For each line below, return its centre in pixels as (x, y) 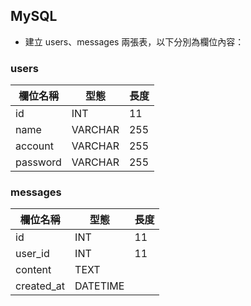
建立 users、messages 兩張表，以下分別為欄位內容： (134, 41)
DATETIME (99, 286)
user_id (32, 254)
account (35, 146)
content (33, 270)
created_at (40, 286)
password (38, 162)
